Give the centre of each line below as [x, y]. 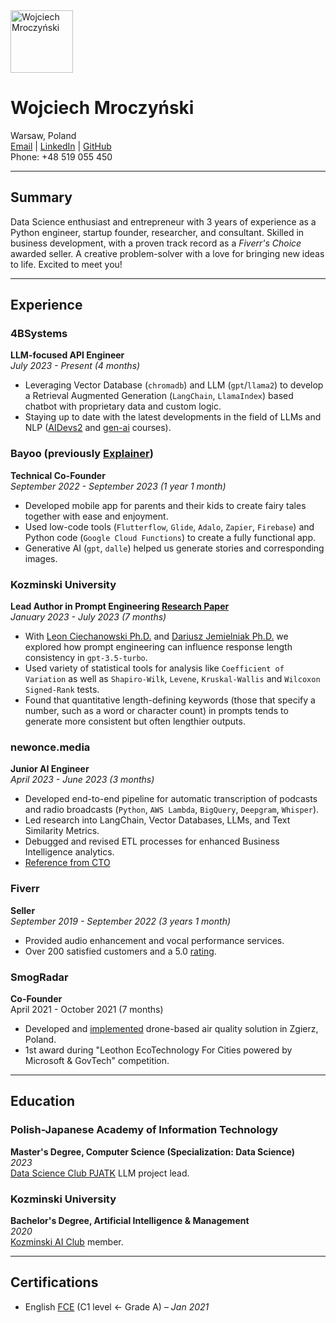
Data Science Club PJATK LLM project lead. [100, 1173]
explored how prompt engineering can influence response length [158, 647]
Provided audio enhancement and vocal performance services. [154, 940]
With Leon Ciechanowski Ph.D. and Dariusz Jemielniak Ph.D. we [156, 636]
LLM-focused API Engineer [67, 355]
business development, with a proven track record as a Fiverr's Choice [156, 243]
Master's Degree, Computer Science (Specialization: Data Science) [153, 1151]
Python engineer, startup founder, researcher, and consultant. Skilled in [157, 232]
